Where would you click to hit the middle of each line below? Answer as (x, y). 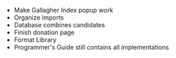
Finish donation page (44, 32)
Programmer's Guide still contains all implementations (91, 47)
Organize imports (39, 17)
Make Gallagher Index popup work (64, 10)
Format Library (35, 40)
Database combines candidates (59, 25)
